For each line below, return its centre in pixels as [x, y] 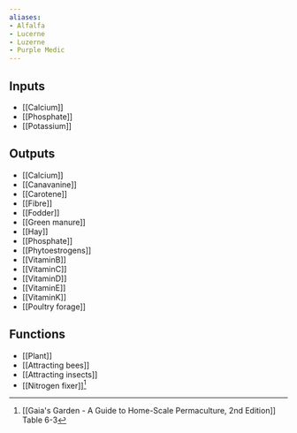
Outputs [32, 154]
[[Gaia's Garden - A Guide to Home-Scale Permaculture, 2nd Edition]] [149, 411]
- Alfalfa [27, 26]
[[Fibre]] [37, 203]
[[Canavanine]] [49, 184]
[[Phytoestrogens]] [57, 250]
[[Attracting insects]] [60, 374]
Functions [38, 334]
